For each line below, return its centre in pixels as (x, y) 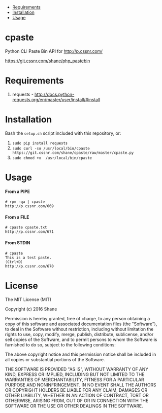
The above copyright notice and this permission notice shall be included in (81, 354)
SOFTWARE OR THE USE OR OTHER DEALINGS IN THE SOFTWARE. (74, 406)
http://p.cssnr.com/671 (30, 232)
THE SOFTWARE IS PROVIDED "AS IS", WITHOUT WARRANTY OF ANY (77, 369)
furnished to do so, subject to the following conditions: (60, 344)
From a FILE (17, 217)
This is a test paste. (28, 258)
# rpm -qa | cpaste (25, 202)
